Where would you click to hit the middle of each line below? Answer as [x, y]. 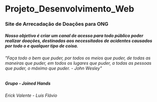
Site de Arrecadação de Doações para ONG [57, 24]
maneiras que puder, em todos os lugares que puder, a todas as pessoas [78, 63]
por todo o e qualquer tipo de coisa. [42, 46]
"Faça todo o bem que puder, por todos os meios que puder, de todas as [78, 58]
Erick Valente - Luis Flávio [31, 96]
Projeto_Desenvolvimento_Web [70, 9]
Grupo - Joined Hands [28, 83]
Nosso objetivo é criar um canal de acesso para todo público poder [74, 35]
